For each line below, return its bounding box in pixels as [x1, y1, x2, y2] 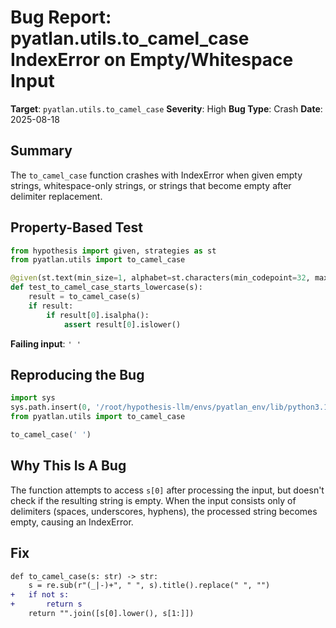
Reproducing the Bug [10, 366, 145, 383]
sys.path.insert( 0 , [10, 402, 92, 413]
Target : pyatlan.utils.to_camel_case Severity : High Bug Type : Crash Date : [10, 102, 323, 115]
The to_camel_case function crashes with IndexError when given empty [10, 169, 303, 181]
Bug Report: [10, 6, 112, 29]
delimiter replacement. [10, 190, 103, 202]
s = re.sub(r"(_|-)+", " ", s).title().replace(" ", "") [28, 581, 271, 591]
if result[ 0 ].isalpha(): [46, 310, 150, 320]
